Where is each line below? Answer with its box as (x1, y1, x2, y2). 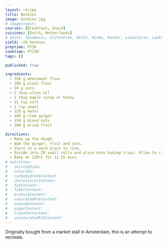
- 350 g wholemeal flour (9, 76, 61, 81)
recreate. (5, 234, 24, 240)
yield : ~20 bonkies (5, 40, 46, 45)
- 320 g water (9, 109, 39, 114)
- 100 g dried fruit (9, 123, 52, 128)
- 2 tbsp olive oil (9, 90, 50, 95)
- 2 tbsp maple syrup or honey (9, 95, 75, 100)
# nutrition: (5, 160, 32, 165)
